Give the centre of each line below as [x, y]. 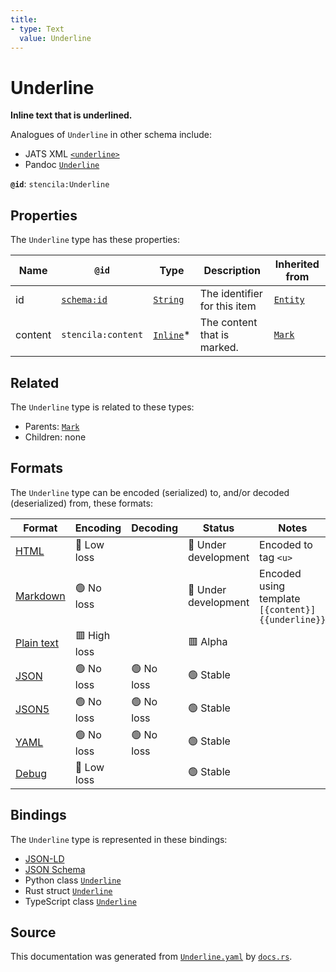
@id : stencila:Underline [60, 184]
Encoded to [286, 544]
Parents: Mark [52, 426]
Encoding [98, 528]
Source [33, 932]
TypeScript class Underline [80, 901]
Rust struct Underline [68, 890]
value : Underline [55, 38]
